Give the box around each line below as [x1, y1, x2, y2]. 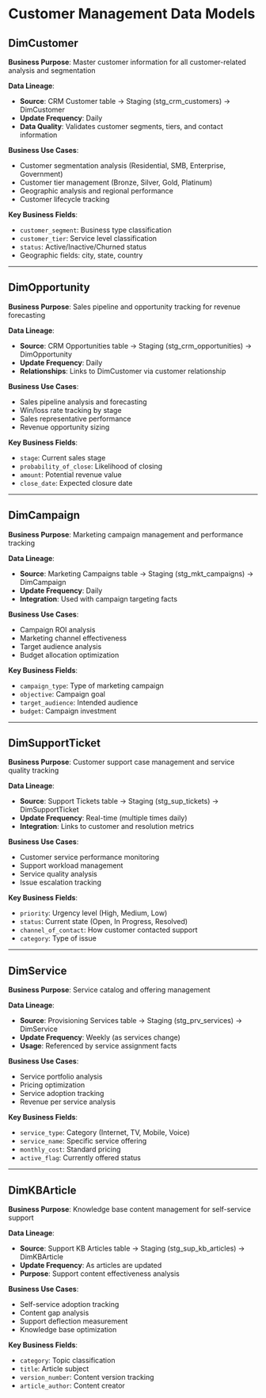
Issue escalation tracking [19, 877, 101, 888]
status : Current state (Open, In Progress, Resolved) [19, 917, 188, 926]
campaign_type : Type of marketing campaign [19, 681, 165, 690]
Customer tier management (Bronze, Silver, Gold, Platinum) [19, 178, 213, 187]
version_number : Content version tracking [19, 1373, 154, 1382]
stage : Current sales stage [19, 453, 106, 462]
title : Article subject [19, 1364, 89, 1373]
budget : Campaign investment [19, 706, 117, 716]
